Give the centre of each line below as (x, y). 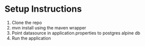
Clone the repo (27, 23)
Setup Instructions (43, 9)
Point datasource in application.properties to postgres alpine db (76, 33)
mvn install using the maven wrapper (49, 27)
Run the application (31, 38)
